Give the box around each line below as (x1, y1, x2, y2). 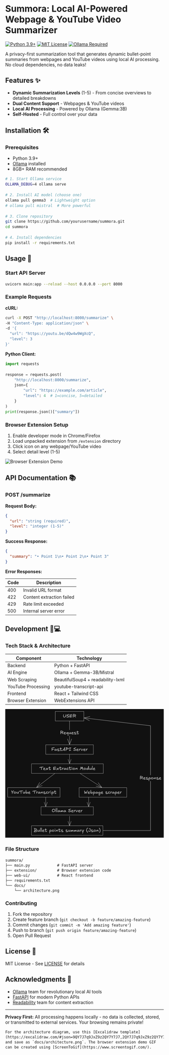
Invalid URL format (23, 587, 62, 593)
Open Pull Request (12, 932, 51, 939)
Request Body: (5, 503, 37, 509)
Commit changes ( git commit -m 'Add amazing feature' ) (12, 922, 132, 928)
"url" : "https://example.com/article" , (23, 388, 107, 393)
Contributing (5, 900, 37, 907)
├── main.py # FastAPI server (5, 863, 94, 868)
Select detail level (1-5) (12, 448, 60, 454)
